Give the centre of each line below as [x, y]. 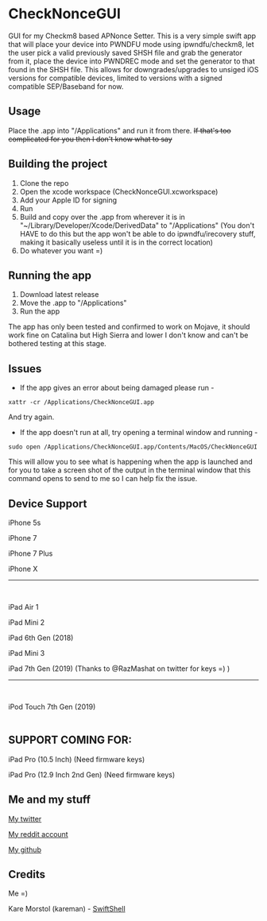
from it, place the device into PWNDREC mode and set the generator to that [132, 61]
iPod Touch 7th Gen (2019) [52, 707]
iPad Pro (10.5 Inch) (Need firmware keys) [77, 759]
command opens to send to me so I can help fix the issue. [103, 479]
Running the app [50, 275]
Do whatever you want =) [61, 250]
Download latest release [59, 295]
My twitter [25, 819]
